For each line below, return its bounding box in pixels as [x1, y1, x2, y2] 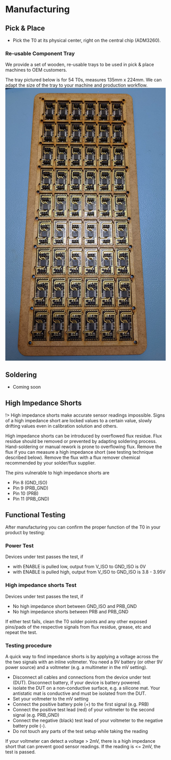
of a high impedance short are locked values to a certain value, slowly [5, 418, 152, 424]
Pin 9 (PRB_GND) [12, 485, 49, 491]
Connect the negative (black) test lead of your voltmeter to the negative [12, 717, 163, 723]
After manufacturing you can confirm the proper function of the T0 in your [5, 524, 161, 530]
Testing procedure [5, 642, 52, 649]
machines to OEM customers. [5, 67, 67, 73]
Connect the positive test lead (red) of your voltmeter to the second [12, 706, 155, 713]
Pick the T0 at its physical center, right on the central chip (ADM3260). [12, 37, 161, 43]
